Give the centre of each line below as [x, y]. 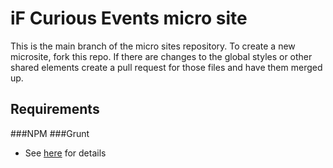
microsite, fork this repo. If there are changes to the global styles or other [161, 56]
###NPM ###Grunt [50, 133]
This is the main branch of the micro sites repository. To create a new [153, 46]
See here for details [65, 153]
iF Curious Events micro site [129, 18]
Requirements [55, 109]
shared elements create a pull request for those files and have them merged [166, 67]
